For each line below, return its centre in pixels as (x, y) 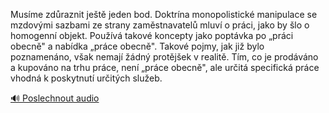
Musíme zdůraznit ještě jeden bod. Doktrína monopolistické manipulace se (164, 14)
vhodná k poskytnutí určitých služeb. (86, 78)
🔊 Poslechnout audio (55, 98)
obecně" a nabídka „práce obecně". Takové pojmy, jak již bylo (137, 46)
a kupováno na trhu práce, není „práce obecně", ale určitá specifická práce (165, 67)
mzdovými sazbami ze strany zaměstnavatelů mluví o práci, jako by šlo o (160, 25)
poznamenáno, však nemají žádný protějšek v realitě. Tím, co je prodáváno (164, 57)
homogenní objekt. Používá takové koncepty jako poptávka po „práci (152, 35)
